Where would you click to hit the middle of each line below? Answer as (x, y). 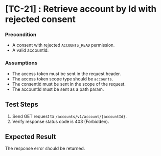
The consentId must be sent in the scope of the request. (69, 84)
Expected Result (31, 137)
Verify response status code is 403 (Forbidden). (60, 121)
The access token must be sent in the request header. (67, 74)
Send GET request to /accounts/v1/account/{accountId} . (69, 116)
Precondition (21, 35)
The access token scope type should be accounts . (63, 78)
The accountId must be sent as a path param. (58, 89)
